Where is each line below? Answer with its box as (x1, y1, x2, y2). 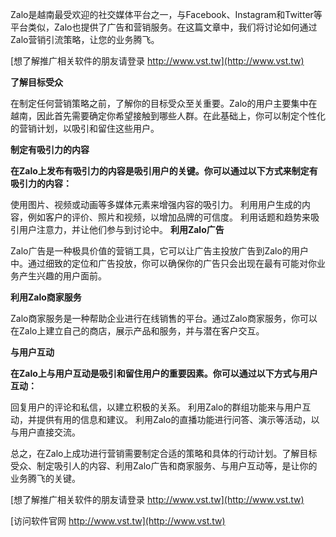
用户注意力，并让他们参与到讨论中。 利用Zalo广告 (18, 224, 225, 235)
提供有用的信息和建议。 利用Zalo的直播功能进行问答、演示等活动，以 (36, 414, 320, 425)
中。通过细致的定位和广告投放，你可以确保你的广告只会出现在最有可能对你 (10, 258, 317, 269)
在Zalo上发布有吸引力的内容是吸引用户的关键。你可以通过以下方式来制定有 (10, 165, 318, 177)
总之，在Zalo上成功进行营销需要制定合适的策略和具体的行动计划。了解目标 (10, 448, 318, 459)
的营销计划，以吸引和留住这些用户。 (10, 123, 160, 134)
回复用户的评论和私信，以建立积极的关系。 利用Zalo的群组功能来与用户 (10, 401, 303, 413)
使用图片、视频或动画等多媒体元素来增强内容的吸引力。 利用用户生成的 (10, 199, 302, 210)
